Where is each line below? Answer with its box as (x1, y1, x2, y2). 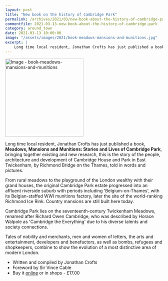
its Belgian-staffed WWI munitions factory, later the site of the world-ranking (5, 193, 163, 199)
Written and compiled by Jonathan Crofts (12, 259, 97, 265)
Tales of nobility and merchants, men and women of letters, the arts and (5, 233, 153, 239)
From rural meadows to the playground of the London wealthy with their (5, 177, 153, 183)
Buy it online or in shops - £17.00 (12, 269, 80, 275)
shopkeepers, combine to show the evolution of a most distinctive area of (5, 244, 156, 250)
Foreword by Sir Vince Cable (12, 264, 71, 270)
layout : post (5, 7, 32, 12)
